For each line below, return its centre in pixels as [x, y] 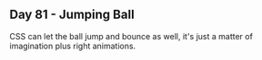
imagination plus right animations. [73, 46]
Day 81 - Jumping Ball [72, 15]
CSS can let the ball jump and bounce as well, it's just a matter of [131, 36]
